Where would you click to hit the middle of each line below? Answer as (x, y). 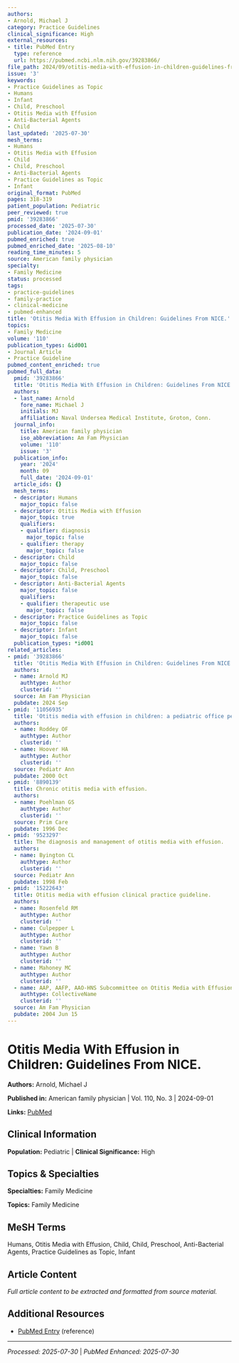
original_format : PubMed (44, 193)
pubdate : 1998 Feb (41, 882)
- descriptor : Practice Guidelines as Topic (81, 617)
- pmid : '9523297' (34, 835)
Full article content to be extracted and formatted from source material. (112, 1291)
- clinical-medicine (38, 306)
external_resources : (38, 41)
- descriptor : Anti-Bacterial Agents (70, 584)
